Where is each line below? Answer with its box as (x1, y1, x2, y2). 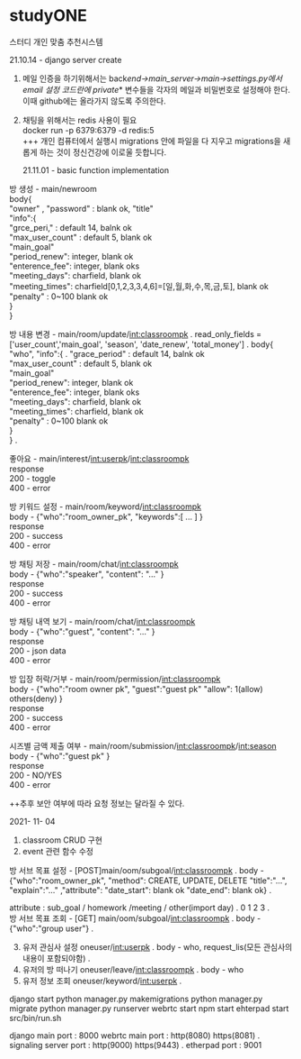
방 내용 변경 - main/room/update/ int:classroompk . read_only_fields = (9, 328, 262, 339)
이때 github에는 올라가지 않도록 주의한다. (22, 96, 166, 106)
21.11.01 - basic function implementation (22, 164, 169, 176)
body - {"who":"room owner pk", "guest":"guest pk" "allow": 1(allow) (9, 683, 263, 694)
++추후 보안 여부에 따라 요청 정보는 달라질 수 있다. (9, 798, 185, 808)
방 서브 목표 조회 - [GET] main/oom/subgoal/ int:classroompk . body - (9, 912, 261, 924)
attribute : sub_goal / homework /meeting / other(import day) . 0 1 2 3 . (9, 902, 270, 913)
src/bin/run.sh (9, 1012, 62, 1023)
